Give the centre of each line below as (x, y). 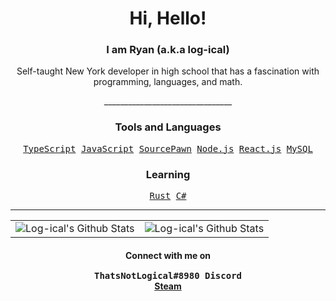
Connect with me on (167, 255)
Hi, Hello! (168, 18)
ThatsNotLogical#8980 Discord (167, 275)
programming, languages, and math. (168, 82)
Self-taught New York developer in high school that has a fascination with (168, 71)
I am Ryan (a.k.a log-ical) (168, 50)
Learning (168, 174)
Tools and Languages (168, 127)
